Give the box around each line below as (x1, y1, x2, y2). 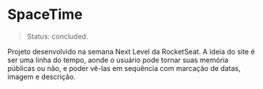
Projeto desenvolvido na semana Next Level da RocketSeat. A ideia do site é (7, 46, 255, 56)
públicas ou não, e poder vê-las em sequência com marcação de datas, (7, 63, 241, 72)
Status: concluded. (26, 32, 88, 41)
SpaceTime (7, 6, 83, 24)
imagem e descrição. (7, 72, 76, 81)
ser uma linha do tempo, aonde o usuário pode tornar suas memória (7, 55, 229, 65)
